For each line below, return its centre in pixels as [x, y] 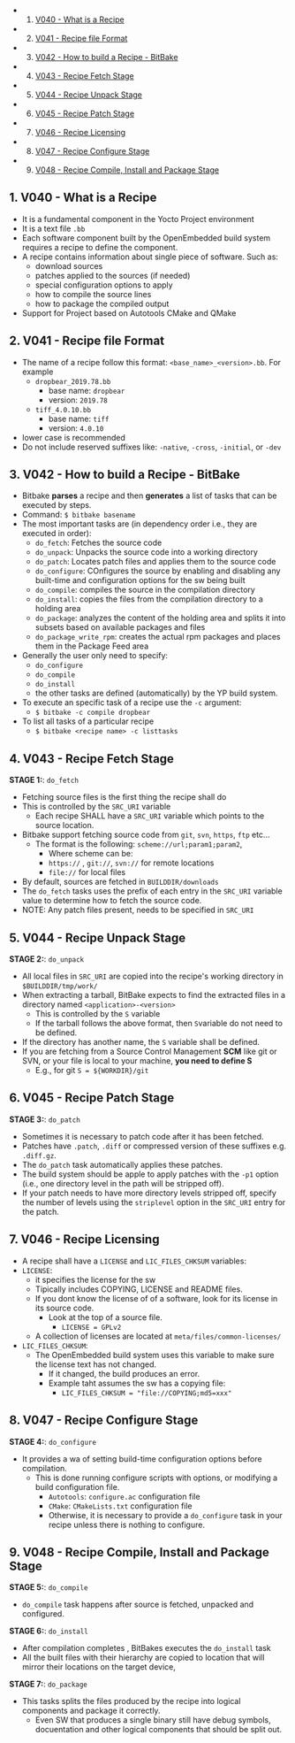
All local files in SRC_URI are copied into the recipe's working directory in [153, 976]
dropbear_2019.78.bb [73, 381]
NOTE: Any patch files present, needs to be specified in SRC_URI [138, 910]
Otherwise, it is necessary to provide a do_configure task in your [165, 1515]
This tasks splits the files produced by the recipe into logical [131, 1701]
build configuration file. [77, 1486]
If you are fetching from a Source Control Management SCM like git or [149, 1052]
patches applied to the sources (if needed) [113, 275]
